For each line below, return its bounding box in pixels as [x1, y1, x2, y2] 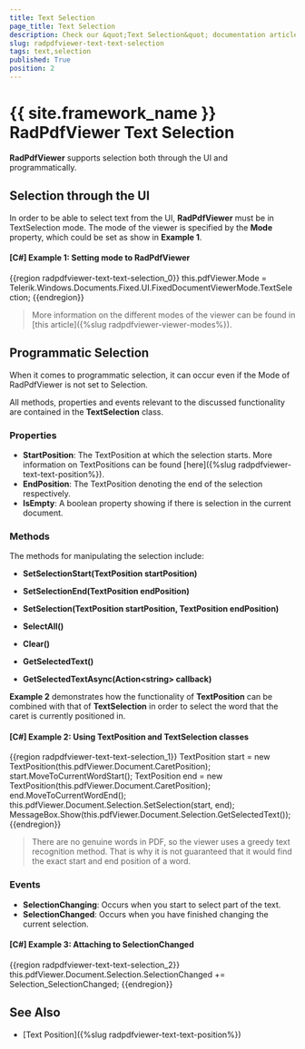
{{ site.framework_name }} [9, 103, 217, 123]
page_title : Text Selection [9, 22, 116, 31]
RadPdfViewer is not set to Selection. [9, 378, 148, 390]
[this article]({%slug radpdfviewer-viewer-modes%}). [31, 319, 232, 329]
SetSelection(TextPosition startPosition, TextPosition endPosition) [22, 603, 280, 614]
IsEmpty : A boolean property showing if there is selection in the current [22, 497, 292, 508]
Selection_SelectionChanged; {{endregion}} [9, 978, 173, 989]
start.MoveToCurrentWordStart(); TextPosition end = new [9, 770, 223, 781]
